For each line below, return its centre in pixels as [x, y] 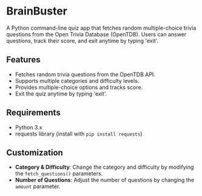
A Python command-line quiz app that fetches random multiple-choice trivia [101, 28]
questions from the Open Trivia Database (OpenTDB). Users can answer [96, 34]
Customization [35, 152]
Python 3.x [29, 127]
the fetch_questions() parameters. [59, 174]
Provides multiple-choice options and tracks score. [79, 87]
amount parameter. [38, 186]
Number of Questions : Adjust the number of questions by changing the [105, 180]
